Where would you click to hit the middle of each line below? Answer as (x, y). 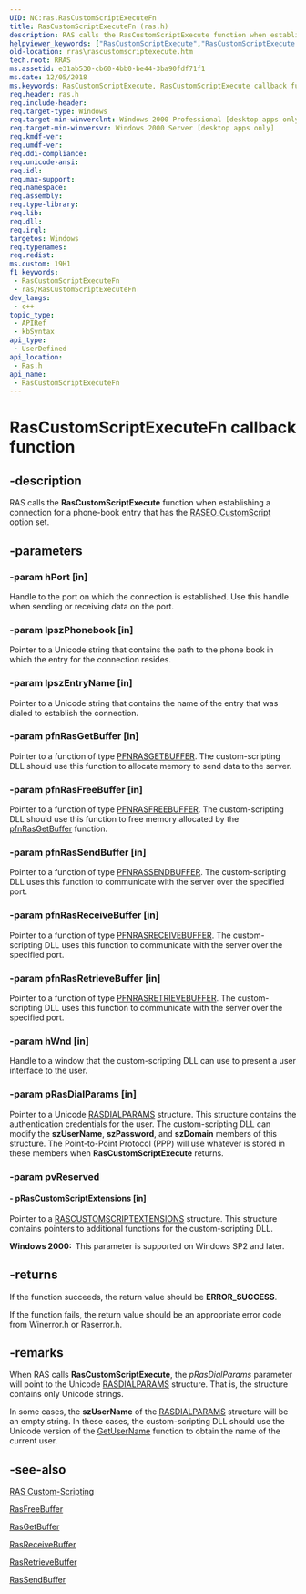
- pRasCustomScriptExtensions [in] (78, 1198)
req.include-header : (49, 103)
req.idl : (26, 171)
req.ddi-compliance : (49, 153)
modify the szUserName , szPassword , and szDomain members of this (143, 1133)
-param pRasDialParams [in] (73, 1094)
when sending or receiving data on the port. (92, 606)
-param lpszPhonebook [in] (71, 630)
